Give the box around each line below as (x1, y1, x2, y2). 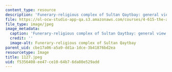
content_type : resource (5, 7, 56, 13)
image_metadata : (5, 26, 40, 31)
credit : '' (10, 36, 33, 41)
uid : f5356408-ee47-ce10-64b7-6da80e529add (5, 59, 100, 64)
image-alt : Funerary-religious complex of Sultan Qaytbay (10, 41, 137, 46)
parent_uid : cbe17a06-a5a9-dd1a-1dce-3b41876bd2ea (5, 45, 116, 50)
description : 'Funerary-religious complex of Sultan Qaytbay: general (5, 12, 159, 17)
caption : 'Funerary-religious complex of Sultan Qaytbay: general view (10, 31, 166, 36)
